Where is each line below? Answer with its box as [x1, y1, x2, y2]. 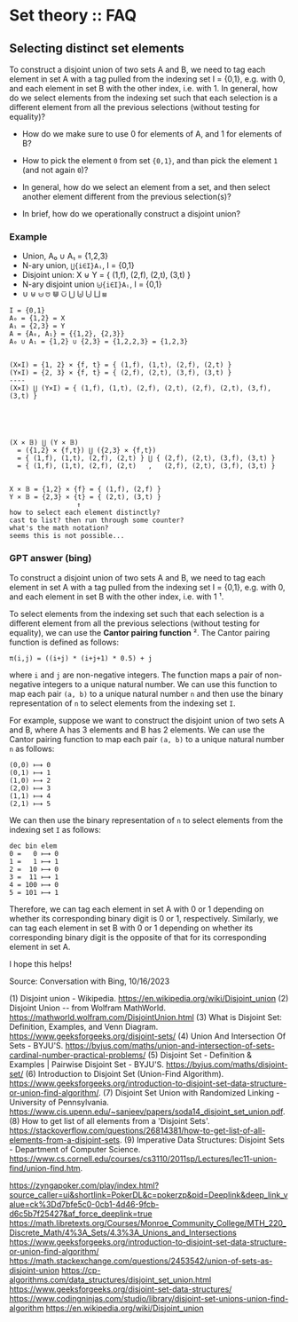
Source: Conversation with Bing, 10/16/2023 [9, 976, 170, 986]
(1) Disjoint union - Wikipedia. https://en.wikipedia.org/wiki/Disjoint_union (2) [9, 993, 289, 1003]
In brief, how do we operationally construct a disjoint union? [21, 209, 241, 218]
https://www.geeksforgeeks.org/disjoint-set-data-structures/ [9, 1284, 232, 1294]
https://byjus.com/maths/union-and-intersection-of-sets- [65, 1040, 275, 1050]
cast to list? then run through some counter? [9, 516, 184, 525]
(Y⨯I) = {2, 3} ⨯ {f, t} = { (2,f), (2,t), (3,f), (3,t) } [9, 368, 232, 377]
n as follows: [9, 743, 55, 754]
